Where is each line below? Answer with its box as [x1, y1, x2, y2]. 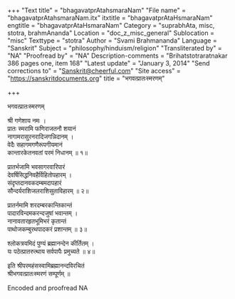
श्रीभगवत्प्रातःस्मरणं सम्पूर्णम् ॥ [7, 270, 70, 278]
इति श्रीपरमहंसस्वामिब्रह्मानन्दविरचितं [7, 261, 85, 270]
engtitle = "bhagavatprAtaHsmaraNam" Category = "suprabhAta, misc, [7, 21, 215, 29]
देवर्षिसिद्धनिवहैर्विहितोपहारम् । [7, 171, 73, 179]
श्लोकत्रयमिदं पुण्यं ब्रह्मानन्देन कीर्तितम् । [7, 239, 95, 248]
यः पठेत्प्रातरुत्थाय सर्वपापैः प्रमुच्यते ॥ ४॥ [7, 247, 95, 256]
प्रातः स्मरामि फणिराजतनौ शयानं [7, 125, 76, 132]
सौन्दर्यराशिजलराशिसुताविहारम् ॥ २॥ [7, 187, 89, 195]
